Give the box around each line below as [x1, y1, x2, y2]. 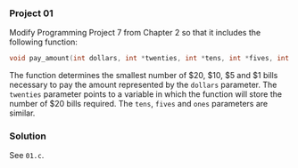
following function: [9, 36, 79, 47]
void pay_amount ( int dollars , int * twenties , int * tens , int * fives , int [9, 54, 290, 63]
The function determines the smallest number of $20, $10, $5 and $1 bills [9, 70, 278, 81]
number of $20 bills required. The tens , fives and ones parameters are [9, 99, 269, 109]
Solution [9, 130, 47, 142]
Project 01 [9, 7, 54, 20]
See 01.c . [9, 150, 45, 161]
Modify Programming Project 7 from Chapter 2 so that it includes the [9, 28, 261, 38]
